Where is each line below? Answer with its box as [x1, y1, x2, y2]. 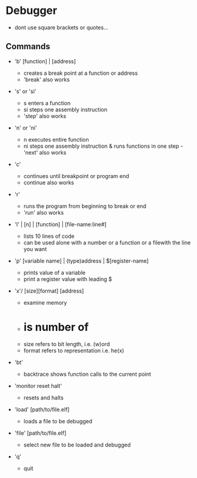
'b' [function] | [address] [14, 57, 76, 64]
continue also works [23, 179, 75, 186]
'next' [23, 148, 38, 156]
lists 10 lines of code [23, 232, 75, 240]
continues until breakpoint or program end [23, 172, 130, 179]
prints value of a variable [23, 269, 86, 276]
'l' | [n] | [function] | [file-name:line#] [14, 220, 107, 228]
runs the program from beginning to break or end [23, 202, 147, 210]
